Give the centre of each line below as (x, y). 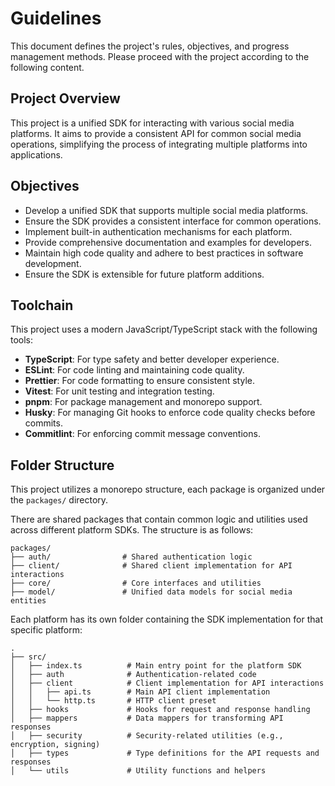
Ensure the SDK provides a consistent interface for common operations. (173, 221)
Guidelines (56, 18)
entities (28, 601)
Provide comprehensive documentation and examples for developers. (168, 242)
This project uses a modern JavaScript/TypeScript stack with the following (164, 329)
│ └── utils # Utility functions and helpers (138, 771)
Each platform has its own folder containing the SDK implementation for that (166, 619)
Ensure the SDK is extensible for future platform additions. (144, 274)
